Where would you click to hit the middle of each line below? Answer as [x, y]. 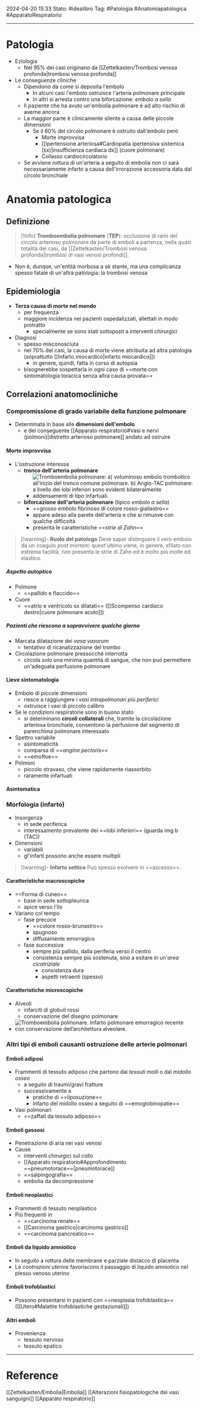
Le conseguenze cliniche [45, 80]
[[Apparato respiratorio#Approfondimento [75, 1162]
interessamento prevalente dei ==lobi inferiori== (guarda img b [101, 830]
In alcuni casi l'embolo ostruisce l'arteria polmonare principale [109, 93]
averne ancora [41, 112]
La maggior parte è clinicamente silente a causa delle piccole [99, 118]
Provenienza [30, 1333]
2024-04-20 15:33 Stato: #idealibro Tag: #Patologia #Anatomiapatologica [96, 9]
